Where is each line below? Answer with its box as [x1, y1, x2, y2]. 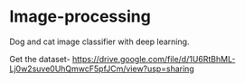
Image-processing [9, 6, 151, 27]
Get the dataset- [9, 53, 71, 64]
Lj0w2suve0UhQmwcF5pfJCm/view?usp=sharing [9, 63, 194, 74]
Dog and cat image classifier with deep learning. [9, 36, 190, 47]
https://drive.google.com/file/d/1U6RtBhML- [71, 53, 236, 64]
